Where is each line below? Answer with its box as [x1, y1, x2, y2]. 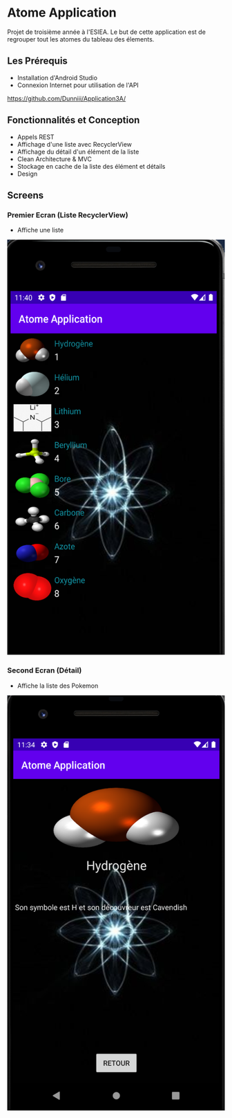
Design [17, 169, 38, 178]
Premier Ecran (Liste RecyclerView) [7, 210, 129, 219]
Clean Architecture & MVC [17, 154, 92, 163]
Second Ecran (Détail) [7, 666, 82, 675]
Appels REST [17, 133, 55, 141]
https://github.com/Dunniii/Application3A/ [7, 94, 126, 102]
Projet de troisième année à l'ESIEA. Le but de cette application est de [7, 28, 206, 36]
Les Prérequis [7, 55, 68, 67]
